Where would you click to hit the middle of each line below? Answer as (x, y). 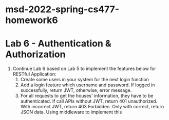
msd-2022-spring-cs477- (62, 9)
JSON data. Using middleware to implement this (71, 112)
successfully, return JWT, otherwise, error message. (76, 90)
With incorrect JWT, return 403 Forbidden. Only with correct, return (92, 107)
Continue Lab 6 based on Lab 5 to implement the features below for (85, 69)
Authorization (35, 54)
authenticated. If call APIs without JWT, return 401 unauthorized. (89, 101)
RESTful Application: (34, 74)
